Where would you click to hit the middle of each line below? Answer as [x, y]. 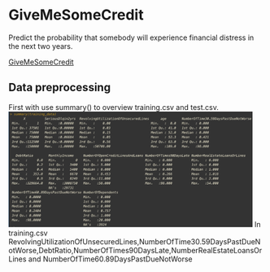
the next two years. [41, 46]
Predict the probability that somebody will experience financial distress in [131, 37]
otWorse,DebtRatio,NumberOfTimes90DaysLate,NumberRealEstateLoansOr [135, 251]
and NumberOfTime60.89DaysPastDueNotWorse [110, 259]
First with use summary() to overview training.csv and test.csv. [114, 107]
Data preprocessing [60, 88]
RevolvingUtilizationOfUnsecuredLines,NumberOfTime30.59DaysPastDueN [135, 242]
